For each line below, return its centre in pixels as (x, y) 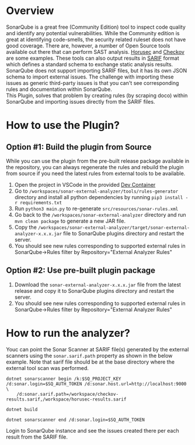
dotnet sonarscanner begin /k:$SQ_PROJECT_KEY (64, 379)
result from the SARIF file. (37, 437)
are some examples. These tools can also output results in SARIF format (93, 58)
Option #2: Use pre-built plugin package (81, 271)
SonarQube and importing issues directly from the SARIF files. (81, 101)
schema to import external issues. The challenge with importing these (90, 77)
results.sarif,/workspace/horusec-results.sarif (66, 399)
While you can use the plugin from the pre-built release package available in (98, 161)
